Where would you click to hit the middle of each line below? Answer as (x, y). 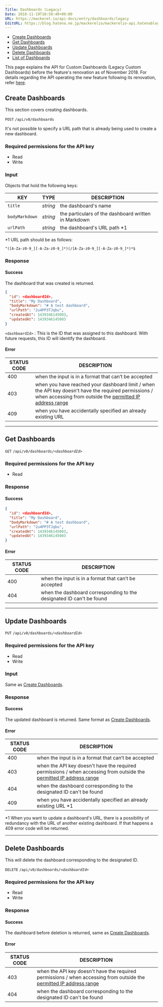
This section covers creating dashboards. (47, 110)
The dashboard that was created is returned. (50, 283)
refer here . (16, 83)
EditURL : (14, 23)
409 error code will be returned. (37, 828)
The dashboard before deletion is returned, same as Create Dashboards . (78, 933)
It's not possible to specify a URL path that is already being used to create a (81, 129)
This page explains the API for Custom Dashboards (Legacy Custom (73, 67)
